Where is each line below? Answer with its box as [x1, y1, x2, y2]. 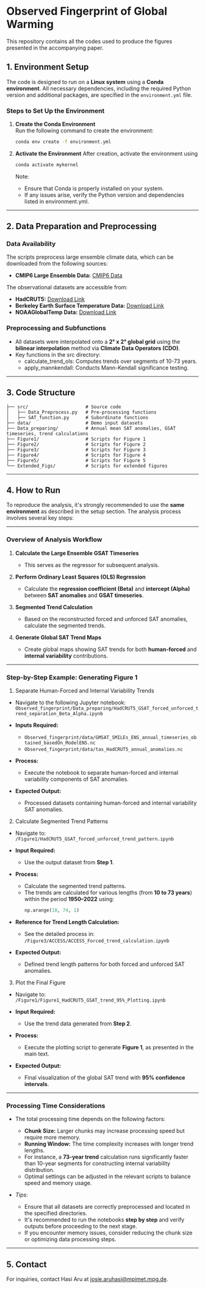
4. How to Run [6, 485, 61, 495]
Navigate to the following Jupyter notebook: [15, 699, 126, 706]
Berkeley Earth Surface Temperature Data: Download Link [15, 302, 164, 310]
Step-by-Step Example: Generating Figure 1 [6, 673, 138, 682]
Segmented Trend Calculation [15, 603, 93, 610]
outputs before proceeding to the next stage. [24, 1223, 137, 1230]
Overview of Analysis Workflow [6, 535, 103, 544]
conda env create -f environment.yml [15, 139, 112, 145]
